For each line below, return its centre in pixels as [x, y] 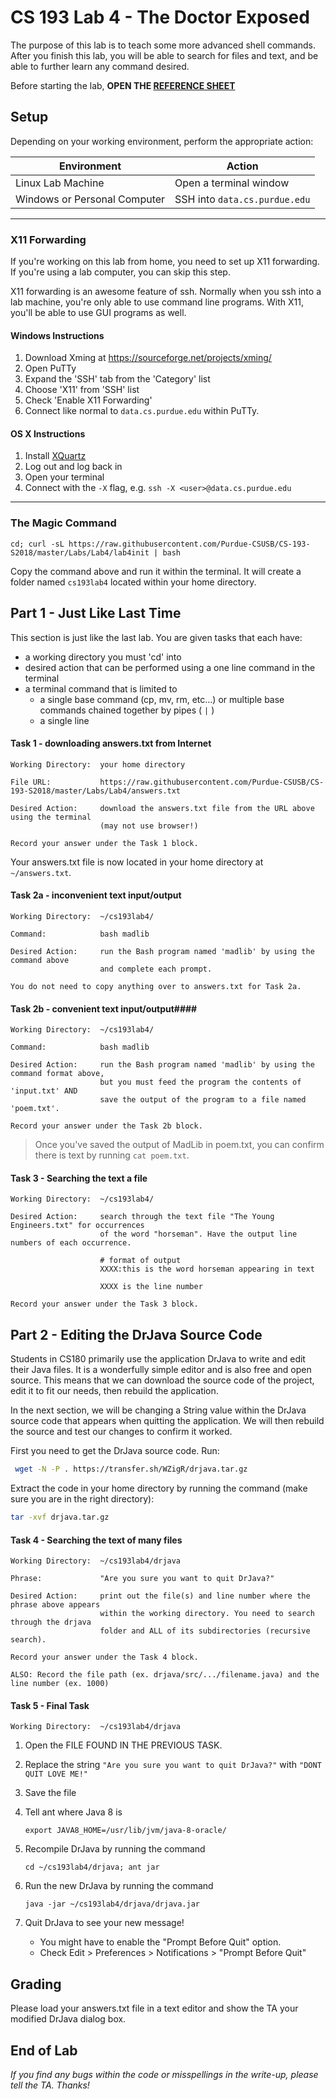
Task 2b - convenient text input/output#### [104, 1008]
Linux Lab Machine [60, 183]
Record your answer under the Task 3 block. [104, 1304]
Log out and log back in [73, 467]
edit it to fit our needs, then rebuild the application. [114, 1391]
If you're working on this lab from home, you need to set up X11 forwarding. [165, 262]
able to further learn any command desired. [100, 66]
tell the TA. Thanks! [50, 2085]
